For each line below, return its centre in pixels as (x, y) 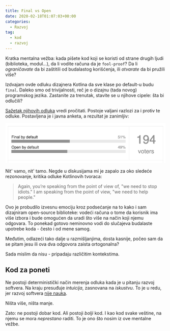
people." (26, 197)
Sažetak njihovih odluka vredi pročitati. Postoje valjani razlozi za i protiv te (83, 110)
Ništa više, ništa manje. (30, 303)
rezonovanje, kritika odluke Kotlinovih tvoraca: (54, 176)
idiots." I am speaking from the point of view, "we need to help (83, 192)
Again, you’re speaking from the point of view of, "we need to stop (87, 186)
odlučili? (14, 101)
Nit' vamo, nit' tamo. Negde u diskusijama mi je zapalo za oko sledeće (79, 171)
